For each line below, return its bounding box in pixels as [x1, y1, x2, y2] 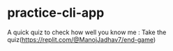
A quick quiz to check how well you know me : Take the [7, 28, 167, 36]
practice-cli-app [7, 5, 105, 21]
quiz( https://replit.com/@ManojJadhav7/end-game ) [7, 35, 156, 43]
